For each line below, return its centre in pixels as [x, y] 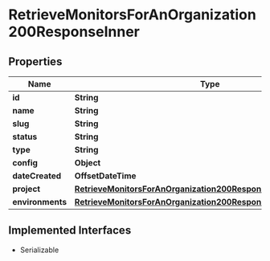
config [25, 163]
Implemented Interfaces [70, 230]
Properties [35, 61]
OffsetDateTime [105, 176]
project [27, 189]
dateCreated [37, 176]
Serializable [39, 250]
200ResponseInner [74, 32]
